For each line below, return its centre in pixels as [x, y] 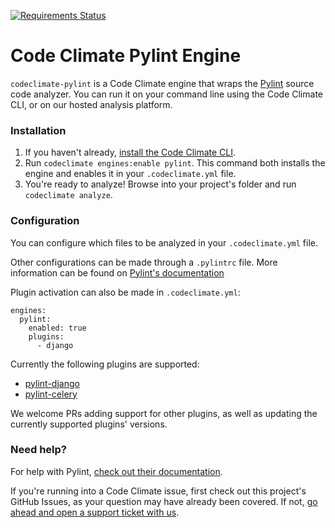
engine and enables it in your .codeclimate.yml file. [130, 174]
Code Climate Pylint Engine [126, 56]
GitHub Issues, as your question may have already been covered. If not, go [164, 501]
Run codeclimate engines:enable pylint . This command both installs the [175, 163]
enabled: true [57, 328]
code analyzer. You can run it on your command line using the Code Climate [166, 94]
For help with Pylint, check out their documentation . [116, 471]
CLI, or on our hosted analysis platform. [91, 104]
